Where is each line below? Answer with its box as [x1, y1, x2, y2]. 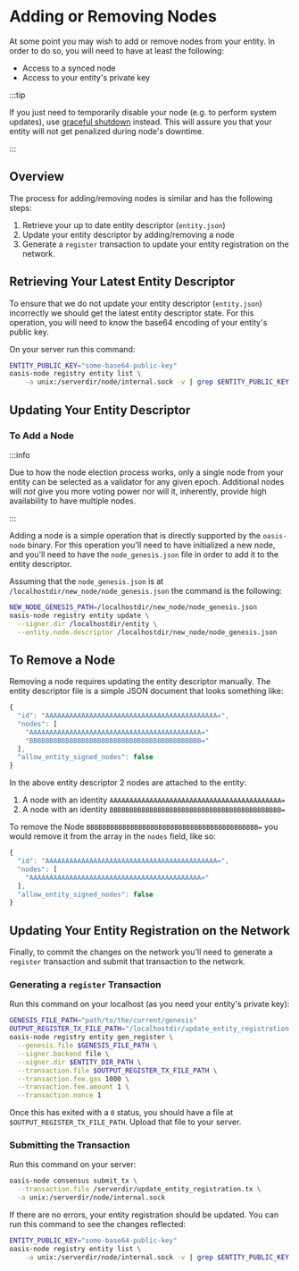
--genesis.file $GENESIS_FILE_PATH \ [17, 1041, 158, 1050]
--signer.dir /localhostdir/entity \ [17, 619, 158, 628]
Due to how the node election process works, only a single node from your [9, 467, 284, 478]
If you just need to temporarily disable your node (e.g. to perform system [9, 106, 277, 117]
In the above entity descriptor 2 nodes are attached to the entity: [9, 777, 247, 788]
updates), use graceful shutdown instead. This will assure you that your [9, 116, 272, 127]
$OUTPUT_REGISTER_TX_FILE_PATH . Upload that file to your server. [9, 1116, 242, 1128]
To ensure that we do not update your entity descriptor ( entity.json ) [9, 298, 263, 309]
